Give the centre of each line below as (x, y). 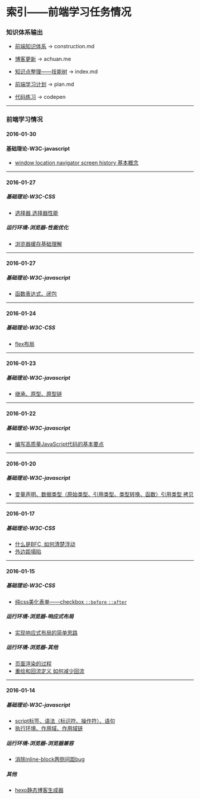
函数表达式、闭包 (36, 294)
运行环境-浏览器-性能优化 (37, 227)
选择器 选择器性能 (36, 213)
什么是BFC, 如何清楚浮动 (45, 544)
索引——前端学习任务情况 (69, 12)
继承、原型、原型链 (38, 394)
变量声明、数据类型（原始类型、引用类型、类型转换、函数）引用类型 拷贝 (104, 494)
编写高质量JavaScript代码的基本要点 (59, 444)
